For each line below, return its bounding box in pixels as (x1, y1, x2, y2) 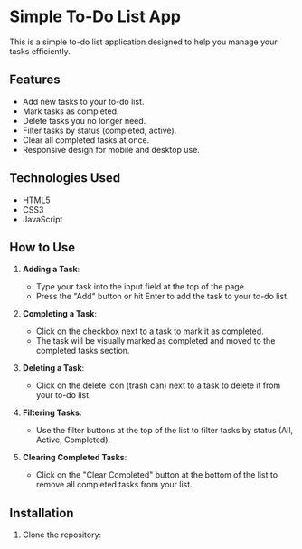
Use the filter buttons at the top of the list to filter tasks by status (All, (35, 425, 294, 436)
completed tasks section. (35, 345, 130, 356)
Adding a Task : (22, 264, 80, 275)
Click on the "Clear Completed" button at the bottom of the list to (35, 469, 278, 480)
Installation (9, 505, 74, 521)
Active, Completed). (35, 434, 111, 445)
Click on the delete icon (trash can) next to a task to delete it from (35, 380, 281, 391)
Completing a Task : (22, 308, 98, 319)
